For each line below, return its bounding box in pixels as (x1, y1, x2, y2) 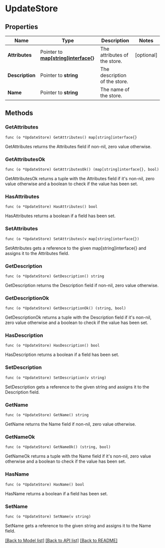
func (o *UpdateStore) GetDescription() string (5, 274, 105, 279)
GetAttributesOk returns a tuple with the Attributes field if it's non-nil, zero (5, 175, 155, 181)
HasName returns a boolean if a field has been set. (5, 490, 108, 496)
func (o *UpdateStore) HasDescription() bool (5, 343, 100, 348)
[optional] (135, 52, 158, 58)
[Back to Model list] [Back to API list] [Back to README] (5, 537, 118, 543)
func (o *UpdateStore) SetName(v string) (5, 514, 91, 519)
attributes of (100, 52, 129, 58)
